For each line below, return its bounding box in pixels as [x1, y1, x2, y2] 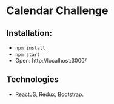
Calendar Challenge [6, 4, 109, 18]
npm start [15, 52, 41, 58]
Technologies [6, 74, 59, 85]
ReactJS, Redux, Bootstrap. [15, 91, 84, 98]
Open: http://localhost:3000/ [15, 57, 87, 64]
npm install [15, 45, 45, 51]
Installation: [6, 28, 53, 38]
